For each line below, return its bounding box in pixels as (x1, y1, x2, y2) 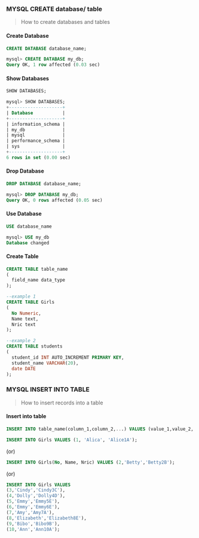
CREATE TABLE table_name (6, 266, 68, 272)
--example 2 (6, 338, 36, 344)
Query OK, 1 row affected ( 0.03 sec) (6, 62, 100, 68)
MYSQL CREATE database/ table (6, 5, 103, 13)
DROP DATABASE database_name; (6, 181, 82, 187)
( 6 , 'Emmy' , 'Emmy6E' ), (6, 504, 60, 510)
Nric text (11, 321, 36, 328)
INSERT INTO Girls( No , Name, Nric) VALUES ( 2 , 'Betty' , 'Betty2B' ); (6, 459, 175, 466)
